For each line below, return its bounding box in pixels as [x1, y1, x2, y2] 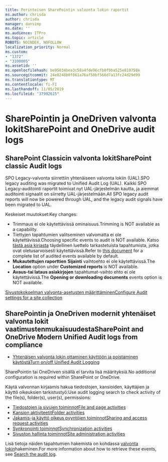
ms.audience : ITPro [5, 31, 46, 36]
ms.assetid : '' [5, 63, 37, 68]
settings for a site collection [5, 295, 63, 301]
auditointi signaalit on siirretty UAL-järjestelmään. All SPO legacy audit [5, 191, 149, 197]
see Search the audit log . [5, 451, 57, 457]
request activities [12, 420, 49, 426]
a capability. [12, 226, 38, 233]
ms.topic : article [5, 36, 44, 41]
